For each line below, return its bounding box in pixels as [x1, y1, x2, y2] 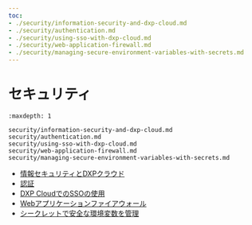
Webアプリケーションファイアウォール [19, 198, 147, 208]
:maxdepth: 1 [8, 112, 52, 120]
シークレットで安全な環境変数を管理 [19, 208, 140, 218]
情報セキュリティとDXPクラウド [19, 169, 125, 178]
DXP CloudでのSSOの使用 [19, 188, 105, 198]
